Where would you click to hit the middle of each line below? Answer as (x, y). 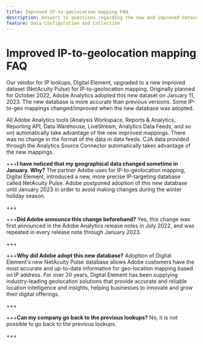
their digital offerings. (33, 294)
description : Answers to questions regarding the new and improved (93, 18)
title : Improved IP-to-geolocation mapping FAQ (67, 12)
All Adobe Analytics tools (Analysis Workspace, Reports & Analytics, (91, 120)
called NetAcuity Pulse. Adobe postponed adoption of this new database (97, 183)
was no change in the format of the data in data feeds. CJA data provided (98, 139)
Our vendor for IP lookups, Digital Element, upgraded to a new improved (96, 83)
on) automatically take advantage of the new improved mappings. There (96, 133)
